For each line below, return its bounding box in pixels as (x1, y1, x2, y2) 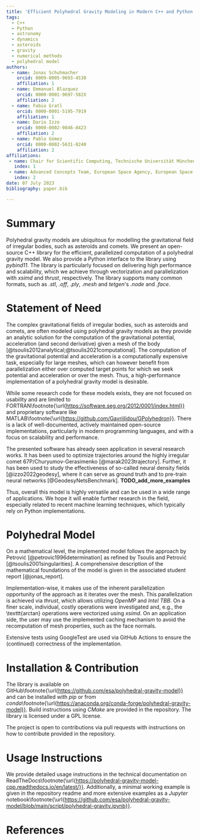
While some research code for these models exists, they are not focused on (6, 389, 192, 396)
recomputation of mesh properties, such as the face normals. (6, 622, 157, 629)
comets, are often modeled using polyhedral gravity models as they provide (6, 327, 192, 334)
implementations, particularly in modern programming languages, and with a (6, 427, 193, 434)
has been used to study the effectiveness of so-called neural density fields (6, 464, 190, 471)
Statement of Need (6, 301, 102, 315)
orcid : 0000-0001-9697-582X (17, 92, 86, 98)
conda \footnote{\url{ (6, 700, 58, 707)
